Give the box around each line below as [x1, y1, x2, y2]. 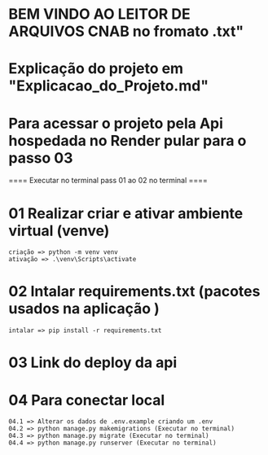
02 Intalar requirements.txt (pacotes [8, 282, 261, 301]
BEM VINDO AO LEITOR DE [8, 5, 191, 24]
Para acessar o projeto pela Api [8, 114, 224, 133]
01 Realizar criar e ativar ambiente [8, 204, 244, 222]
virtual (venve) [8, 221, 110, 240]
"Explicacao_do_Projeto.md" [8, 77, 209, 95]
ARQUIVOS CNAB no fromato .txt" [8, 22, 244, 41]
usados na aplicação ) [8, 300, 160, 318]
